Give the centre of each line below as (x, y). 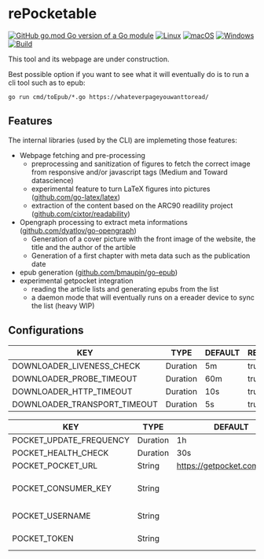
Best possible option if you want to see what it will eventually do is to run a (129, 74)
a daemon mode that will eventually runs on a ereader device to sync (143, 297)
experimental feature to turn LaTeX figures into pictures (121, 189)
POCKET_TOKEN (43, 538)
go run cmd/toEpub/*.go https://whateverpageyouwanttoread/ (109, 97)
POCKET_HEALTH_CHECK (60, 453)
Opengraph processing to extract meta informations (104, 222)
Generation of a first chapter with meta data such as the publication (141, 256)
